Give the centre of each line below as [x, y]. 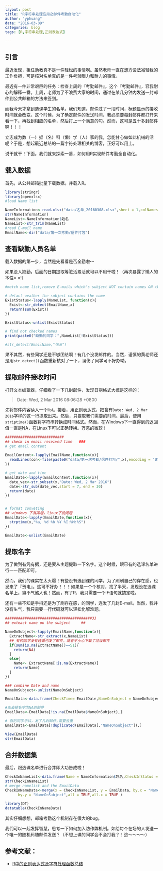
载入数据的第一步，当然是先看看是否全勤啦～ [50, 261]
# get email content [26, 446]
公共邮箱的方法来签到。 [37, 98]
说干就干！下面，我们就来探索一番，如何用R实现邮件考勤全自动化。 [72, 153]
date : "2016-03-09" [25, 23]
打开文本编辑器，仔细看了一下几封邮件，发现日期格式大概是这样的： [73, 390]
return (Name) [27, 668]
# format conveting [25, 509]
